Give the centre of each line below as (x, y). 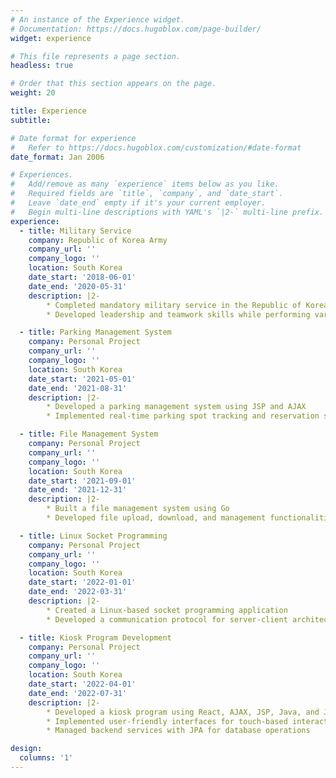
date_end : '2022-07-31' (78, 693)
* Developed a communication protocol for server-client (167, 619)
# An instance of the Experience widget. (98, 19)
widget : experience (51, 38)
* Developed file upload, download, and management (156, 518)
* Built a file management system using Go (138, 509)
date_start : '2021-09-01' (82, 481)
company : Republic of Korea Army (98, 240)
